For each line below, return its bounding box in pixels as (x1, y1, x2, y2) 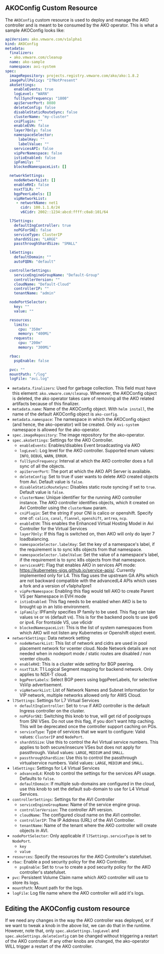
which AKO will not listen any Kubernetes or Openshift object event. (19, 630, 156, 636)
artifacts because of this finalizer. (12, 401, 80, 407)
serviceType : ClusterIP (14, 232, 63, 237)
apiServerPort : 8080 (14, 100, 56, 106)
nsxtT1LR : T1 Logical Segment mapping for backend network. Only (19, 666, 153, 672)
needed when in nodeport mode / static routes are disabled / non (19, 651, 151, 657)
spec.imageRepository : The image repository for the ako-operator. (12, 432, 145, 438)
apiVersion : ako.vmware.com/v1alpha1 (5, 37, 82, 42)
